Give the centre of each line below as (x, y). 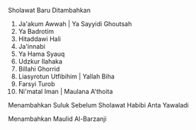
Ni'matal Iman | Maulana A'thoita (65, 91)
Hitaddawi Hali (39, 39)
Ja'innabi (31, 46)
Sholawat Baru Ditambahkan (50, 10)
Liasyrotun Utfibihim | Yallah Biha (67, 76)
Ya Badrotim (36, 31)
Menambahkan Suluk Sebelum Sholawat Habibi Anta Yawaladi (99, 105)
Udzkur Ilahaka (40, 61)
